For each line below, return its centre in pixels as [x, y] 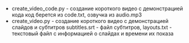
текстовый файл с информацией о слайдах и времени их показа [92, 34]
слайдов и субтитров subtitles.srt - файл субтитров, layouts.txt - [92, 27]
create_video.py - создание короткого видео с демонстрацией [90, 21]
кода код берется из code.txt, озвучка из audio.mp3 [77, 15]
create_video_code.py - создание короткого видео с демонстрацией [97, 9]
